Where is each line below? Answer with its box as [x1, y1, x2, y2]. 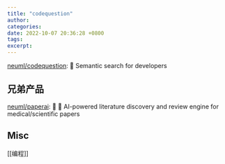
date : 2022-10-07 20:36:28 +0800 [7, 29, 104, 37]
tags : [7, 36, 23, 43]
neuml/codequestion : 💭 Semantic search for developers [7, 62, 167, 69]
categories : [7, 23, 42, 30]
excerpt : [7, 42, 33, 49]
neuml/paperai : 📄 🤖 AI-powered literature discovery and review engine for [7, 102, 219, 110]
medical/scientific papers [7, 109, 80, 118]
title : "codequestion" [7, 10, 73, 17]
